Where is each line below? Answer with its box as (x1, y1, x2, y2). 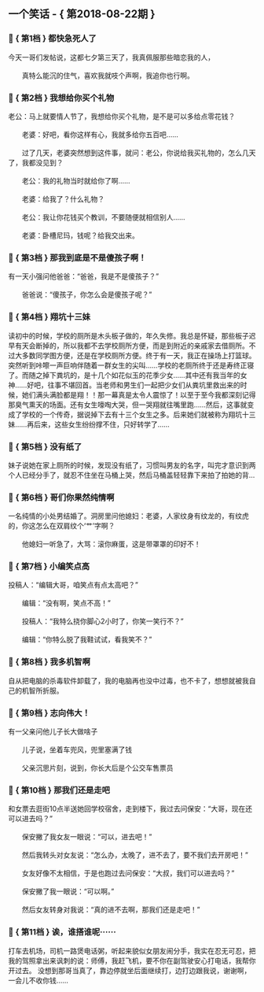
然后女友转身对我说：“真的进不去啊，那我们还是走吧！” (21, 905, 200, 915)
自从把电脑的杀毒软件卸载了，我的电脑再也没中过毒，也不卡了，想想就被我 (8, 676, 249, 685)
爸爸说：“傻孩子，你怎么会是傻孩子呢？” (21, 290, 152, 299)
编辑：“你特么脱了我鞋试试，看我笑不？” (21, 635, 152, 644)
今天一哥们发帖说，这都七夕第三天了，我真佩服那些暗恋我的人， (8, 52, 214, 61)
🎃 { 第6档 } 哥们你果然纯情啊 (8, 491, 115, 502)
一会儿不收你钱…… (8, 975, 69, 985)
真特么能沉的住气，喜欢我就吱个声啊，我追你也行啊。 (21, 70, 194, 80)
